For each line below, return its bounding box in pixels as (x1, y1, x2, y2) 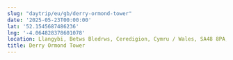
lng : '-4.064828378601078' (7, 29, 86, 37)
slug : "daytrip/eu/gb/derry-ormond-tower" (7, 10, 132, 17)
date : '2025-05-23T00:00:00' (7, 17, 92, 23)
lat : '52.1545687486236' (7, 23, 79, 30)
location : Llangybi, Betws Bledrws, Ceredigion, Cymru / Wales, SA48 (7, 36, 214, 43)
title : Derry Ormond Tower (7, 42, 86, 49)
